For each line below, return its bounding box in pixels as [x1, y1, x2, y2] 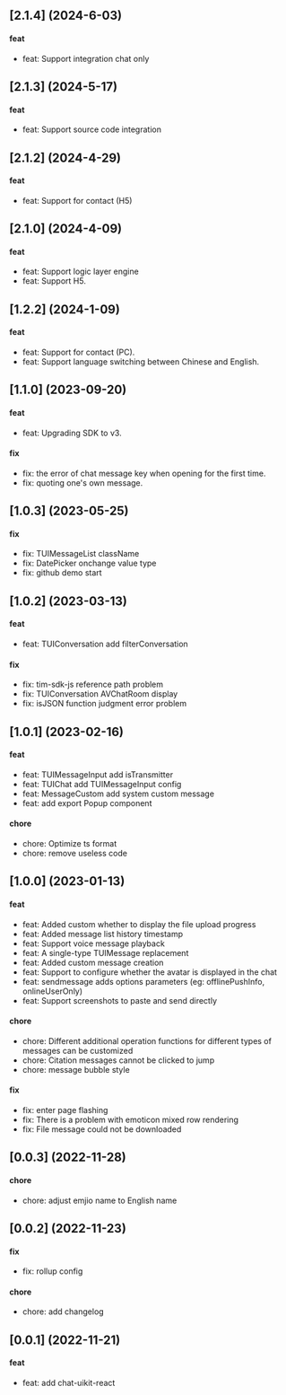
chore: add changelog [22, 1306, 105, 1317]
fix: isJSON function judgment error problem [22, 698, 186, 709]
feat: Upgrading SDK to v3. [22, 427, 123, 438]
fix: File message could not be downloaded [22, 1123, 182, 1135]
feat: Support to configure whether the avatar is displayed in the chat [22, 966, 278, 978]
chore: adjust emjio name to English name [22, 1195, 178, 1206]
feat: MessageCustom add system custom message [22, 788, 215, 799]
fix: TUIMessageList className [22, 548, 140, 559]
